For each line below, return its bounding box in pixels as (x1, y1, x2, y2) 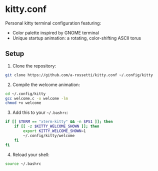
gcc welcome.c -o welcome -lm (5, 96, 68, 101)
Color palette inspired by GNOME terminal (12, 29, 99, 35)
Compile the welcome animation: (12, 81, 80, 87)
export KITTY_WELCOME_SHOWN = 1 (23, 128, 86, 133)
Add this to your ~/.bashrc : (12, 109, 68, 115)
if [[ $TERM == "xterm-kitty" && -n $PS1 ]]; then (5, 119, 113, 124)
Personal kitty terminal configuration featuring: (5, 20, 101, 26)
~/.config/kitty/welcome (23, 133, 75, 138)
